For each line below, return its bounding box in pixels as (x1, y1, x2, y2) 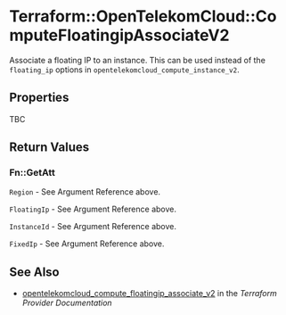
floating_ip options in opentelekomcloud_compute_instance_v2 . (9, 64, 240, 75)
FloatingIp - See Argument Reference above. (9, 203, 176, 215)
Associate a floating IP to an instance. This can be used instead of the (9, 54, 266, 65)
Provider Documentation (21, 297, 113, 309)
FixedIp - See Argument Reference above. (9, 238, 165, 249)
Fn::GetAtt (9, 167, 55, 179)
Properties (9, 90, 69, 105)
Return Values (9, 140, 90, 155)
